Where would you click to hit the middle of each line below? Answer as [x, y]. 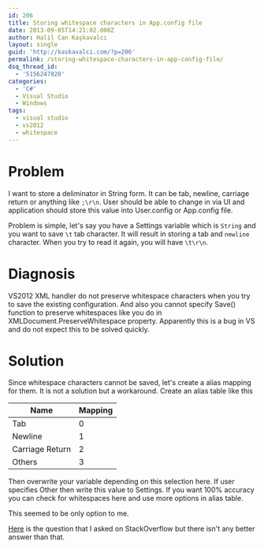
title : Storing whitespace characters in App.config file [105, 23]
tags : [17, 111]
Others [25, 462]
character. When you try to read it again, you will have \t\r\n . [108, 242]
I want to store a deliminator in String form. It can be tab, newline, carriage [129, 193]
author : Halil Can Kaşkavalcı [58, 37]
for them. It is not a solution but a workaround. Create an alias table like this [131, 391]
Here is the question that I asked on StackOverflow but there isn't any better [132, 529]
